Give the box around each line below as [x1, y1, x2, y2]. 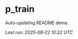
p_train [5, 3, 35, 15]
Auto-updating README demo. [5, 20, 69, 26]
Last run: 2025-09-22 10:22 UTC [5, 29, 73, 35]
